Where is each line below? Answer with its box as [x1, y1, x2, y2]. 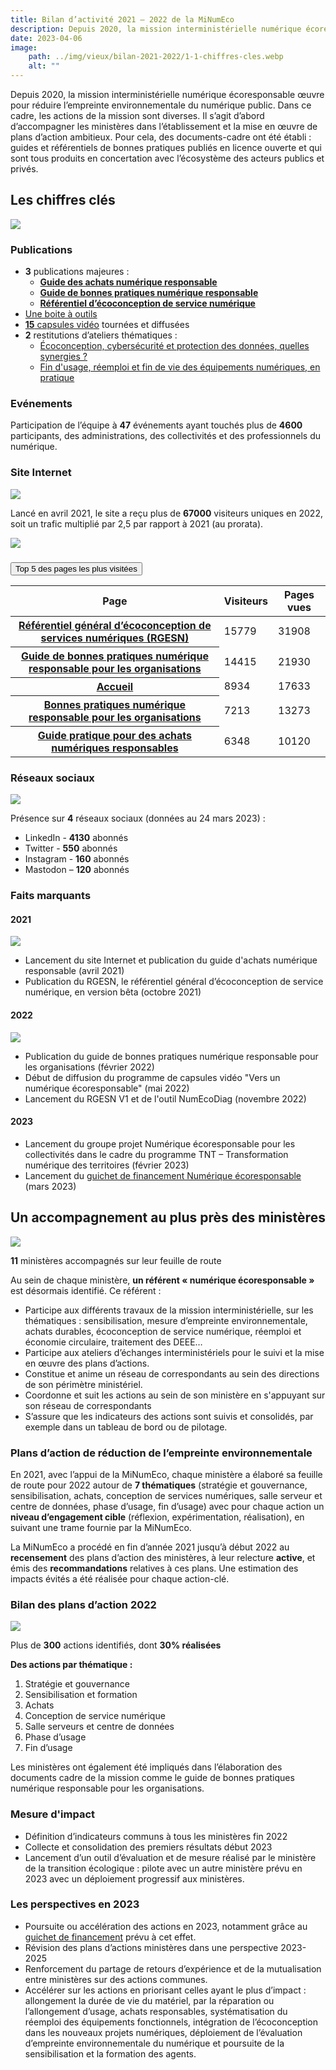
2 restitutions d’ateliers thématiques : [24, 329, 178, 341]
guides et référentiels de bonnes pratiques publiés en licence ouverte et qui [10, 142, 322, 153]
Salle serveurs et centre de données [24, 1721, 175, 1733]
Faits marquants [10, 889, 92, 903]
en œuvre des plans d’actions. [24, 1357, 150, 1369]
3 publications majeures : [24, 266, 130, 278]
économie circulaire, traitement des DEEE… [24, 1336, 203, 1348]
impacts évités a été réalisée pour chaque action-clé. [10, 1572, 230, 1585]
